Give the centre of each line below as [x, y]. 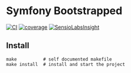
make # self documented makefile [59, 59]
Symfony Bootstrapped [64, 11]
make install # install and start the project [66, 64]
